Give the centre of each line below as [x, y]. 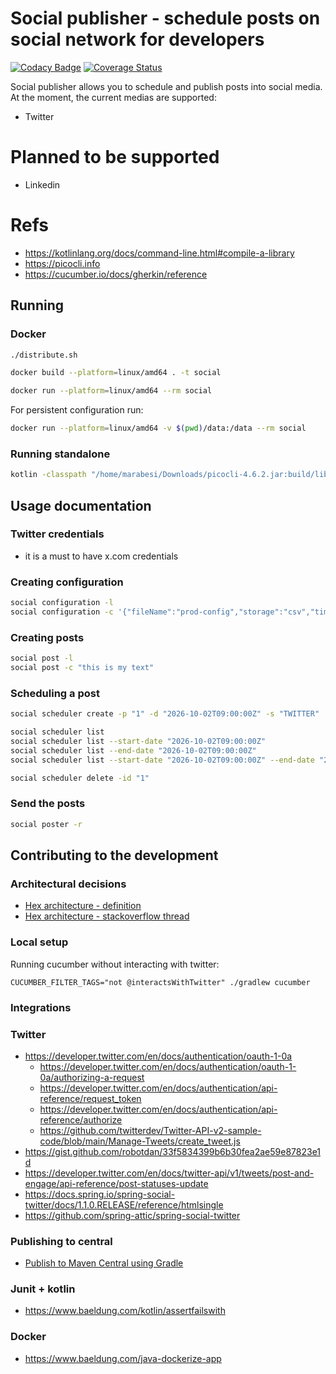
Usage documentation [81, 505]
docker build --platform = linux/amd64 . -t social [116, 373]
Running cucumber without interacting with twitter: [115, 964]
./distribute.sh [44, 355]
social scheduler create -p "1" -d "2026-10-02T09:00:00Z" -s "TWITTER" [165, 714]
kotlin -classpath [48, 475]
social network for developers [137, 39]
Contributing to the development [114, 855]
